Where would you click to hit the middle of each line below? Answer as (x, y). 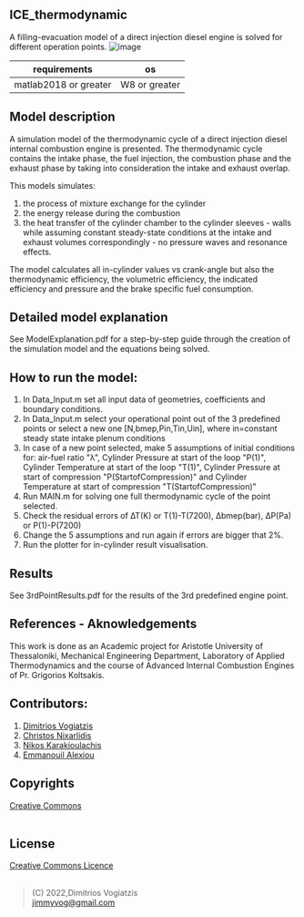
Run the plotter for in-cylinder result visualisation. (115, 545)
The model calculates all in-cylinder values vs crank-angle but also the (142, 269)
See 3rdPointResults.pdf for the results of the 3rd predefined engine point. (149, 595)
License (32, 844)
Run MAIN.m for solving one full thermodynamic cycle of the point (147, 497)
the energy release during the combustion (101, 212)
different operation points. (58, 46)
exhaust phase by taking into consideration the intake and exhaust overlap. (150, 168)
